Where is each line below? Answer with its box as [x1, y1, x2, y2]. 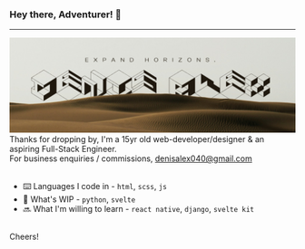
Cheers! [9, 231, 39, 243]
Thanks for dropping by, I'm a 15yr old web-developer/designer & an [9, 134, 265, 145]
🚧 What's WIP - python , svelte [22, 194, 136, 205]
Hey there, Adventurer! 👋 [9, 8, 122, 21]
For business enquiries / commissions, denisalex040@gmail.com [9, 153, 252, 164]
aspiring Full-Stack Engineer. [9, 144, 117, 155]
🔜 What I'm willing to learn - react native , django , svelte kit [22, 204, 254, 215]
